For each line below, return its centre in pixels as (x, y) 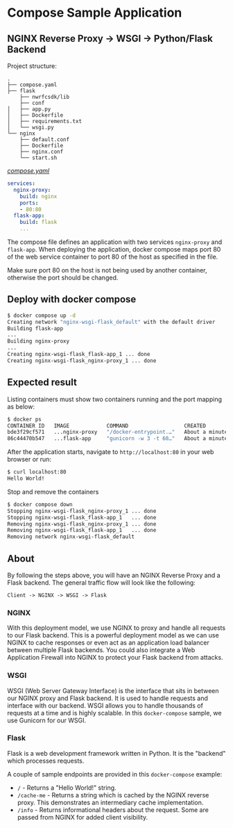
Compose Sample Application (95, 13)
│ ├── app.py (29, 109)
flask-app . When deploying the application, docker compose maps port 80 (114, 249)
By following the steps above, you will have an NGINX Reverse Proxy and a (114, 575)
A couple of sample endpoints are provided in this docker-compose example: (115, 774)
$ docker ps (24, 419)
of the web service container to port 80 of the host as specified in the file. (113, 257)
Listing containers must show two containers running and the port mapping (114, 399)
